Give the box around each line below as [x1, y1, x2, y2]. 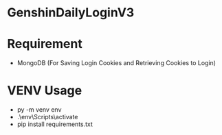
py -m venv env [16, 106, 62, 114]
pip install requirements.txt [16, 120, 93, 128]
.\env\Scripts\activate [16, 113, 78, 121]
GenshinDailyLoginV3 [7, 5, 135, 21]
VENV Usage [7, 83, 82, 99]
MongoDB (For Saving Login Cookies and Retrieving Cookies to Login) [16, 59, 217, 67]
